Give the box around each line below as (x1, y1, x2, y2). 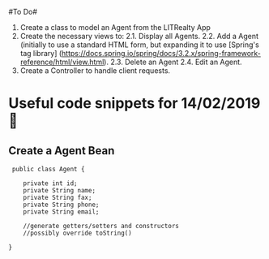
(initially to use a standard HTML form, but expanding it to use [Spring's (19, 40, 259, 50)
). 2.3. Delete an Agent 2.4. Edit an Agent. (104, 57, 242, 67)
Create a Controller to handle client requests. (19, 66, 171, 76)
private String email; (23, 208, 100, 216)
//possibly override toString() (23, 229, 132, 237)
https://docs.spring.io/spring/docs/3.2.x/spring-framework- (61, 49, 262, 58)
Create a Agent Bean (8, 144, 115, 158)
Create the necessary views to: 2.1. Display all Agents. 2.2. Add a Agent (19, 32, 259, 41)
